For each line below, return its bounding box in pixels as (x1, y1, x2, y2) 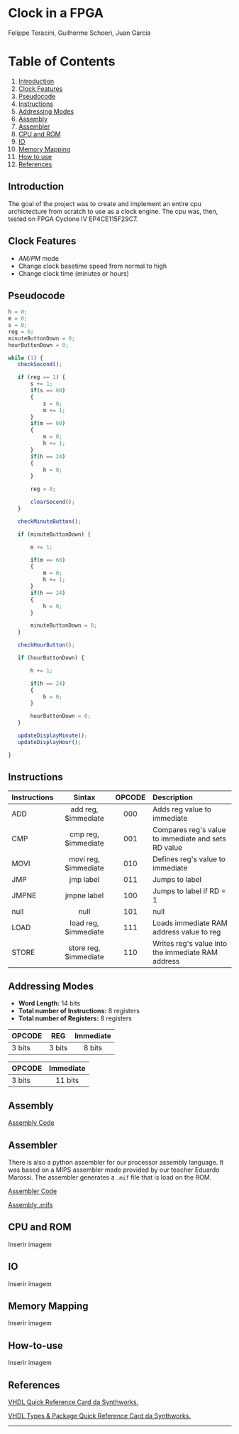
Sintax (73, 792, 96, 802)
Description (152, 792, 194, 802)
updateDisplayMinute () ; (17, 732, 88, 740)
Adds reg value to (152, 804, 212, 814)
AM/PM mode (18, 254, 60, 262)
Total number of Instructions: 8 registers (18, 1007, 140, 1015)
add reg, (70, 804, 99, 814)
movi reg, (69, 854, 100, 864)
